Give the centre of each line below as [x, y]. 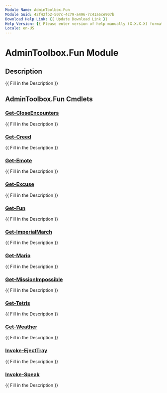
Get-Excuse [20, 184]
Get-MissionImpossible [34, 279]
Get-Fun [15, 208]
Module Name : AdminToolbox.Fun [38, 10]
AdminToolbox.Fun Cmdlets [49, 99]
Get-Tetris [18, 303]
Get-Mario [18, 256]
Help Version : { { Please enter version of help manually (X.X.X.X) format [84, 24]
